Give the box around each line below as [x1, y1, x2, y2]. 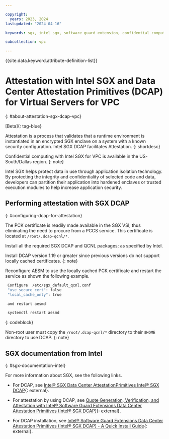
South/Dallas [5, 159, 32, 165]
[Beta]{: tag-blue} [5, 123, 42, 129]
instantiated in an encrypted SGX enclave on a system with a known [5, 138, 146, 144]
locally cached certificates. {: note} [5, 258, 78, 264]
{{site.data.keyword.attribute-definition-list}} [5, 57, 98, 64]
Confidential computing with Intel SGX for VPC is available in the [5, 153, 138, 159]
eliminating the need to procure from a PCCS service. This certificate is [5, 227, 153, 233]
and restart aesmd [7, 301, 46, 306]
